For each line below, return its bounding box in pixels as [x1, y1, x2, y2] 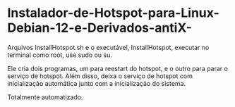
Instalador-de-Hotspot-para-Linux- [7, 5, 220, 21]
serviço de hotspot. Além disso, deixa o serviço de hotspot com [7, 72, 193, 80]
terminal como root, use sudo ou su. [7, 51, 113, 59]
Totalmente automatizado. [7, 93, 83, 101]
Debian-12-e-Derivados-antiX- [7, 20, 193, 36]
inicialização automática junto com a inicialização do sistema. [7, 79, 186, 87]
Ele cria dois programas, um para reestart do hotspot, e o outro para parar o [7, 64, 228, 73]
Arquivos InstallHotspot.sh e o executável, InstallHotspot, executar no [7, 43, 210, 51]
